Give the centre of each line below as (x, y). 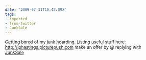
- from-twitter (21, 23)
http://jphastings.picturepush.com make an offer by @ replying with (73, 47)
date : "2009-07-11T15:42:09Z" (36, 10)
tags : (11, 14)
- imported (16, 19)
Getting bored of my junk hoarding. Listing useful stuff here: (65, 42)
